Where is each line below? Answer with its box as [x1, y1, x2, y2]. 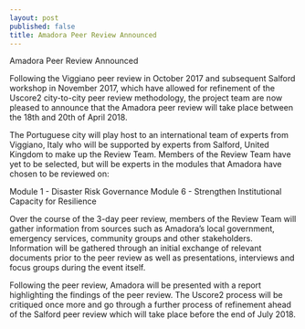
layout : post [9, 13, 59, 23]
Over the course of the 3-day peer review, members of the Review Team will [9, 214, 297, 225]
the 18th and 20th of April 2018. [9, 111, 128, 123]
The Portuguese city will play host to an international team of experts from [9, 130, 289, 141]
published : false [9, 22, 76, 31]
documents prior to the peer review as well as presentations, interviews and [9, 252, 295, 263]
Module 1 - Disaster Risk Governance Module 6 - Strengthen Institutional [9, 186, 282, 197]
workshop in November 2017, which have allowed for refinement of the [9, 83, 276, 94]
